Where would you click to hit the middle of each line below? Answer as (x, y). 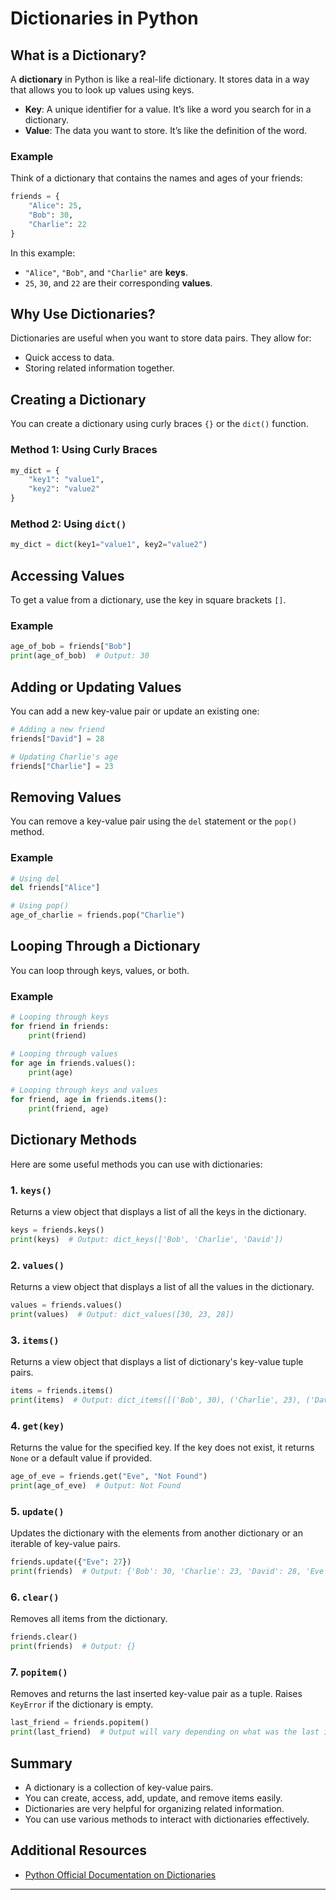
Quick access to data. (69, 358)
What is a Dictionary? (78, 55)
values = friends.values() (66, 1305)
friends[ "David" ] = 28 (57, 738)
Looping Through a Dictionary (105, 946)
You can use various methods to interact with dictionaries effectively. (167, 1819)
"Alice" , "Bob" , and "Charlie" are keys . (106, 272)
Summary (41, 1763)
